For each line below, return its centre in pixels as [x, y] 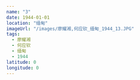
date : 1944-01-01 [28, 17]
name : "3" [19, 12]
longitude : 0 [23, 68]
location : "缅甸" [27, 23]
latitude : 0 [21, 62]
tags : [13, 34]
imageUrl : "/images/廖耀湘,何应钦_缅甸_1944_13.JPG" [70, 29]
